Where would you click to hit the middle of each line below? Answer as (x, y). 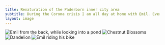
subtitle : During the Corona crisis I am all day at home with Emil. (78, 14)
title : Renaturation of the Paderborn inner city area (62, 9)
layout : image (20, 18)
